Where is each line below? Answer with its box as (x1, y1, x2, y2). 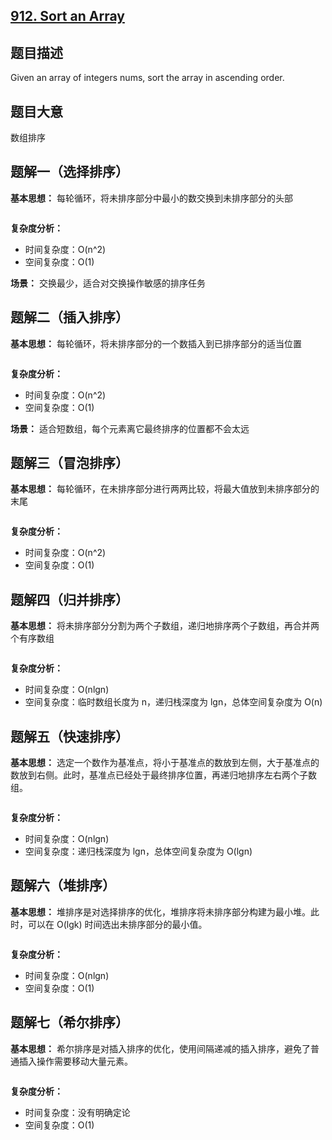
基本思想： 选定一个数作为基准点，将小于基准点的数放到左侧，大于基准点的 (10, 757, 320, 769)
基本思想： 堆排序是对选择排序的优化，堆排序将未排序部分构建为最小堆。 (10, 905, 311, 918)
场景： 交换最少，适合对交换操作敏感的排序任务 (10, 277, 206, 289)
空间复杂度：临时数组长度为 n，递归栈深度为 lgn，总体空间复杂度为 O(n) (24, 696, 323, 708)
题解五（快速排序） (10, 728, 129, 745)
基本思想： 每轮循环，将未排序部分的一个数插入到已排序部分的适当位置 (10, 337, 302, 349)
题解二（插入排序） (10, 309, 129, 326)
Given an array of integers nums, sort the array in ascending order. (10, 72, 285, 84)
